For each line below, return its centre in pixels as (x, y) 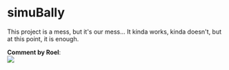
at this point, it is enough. (43, 38)
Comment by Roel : (34, 52)
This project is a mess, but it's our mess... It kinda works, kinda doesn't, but (114, 32)
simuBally (36, 13)
